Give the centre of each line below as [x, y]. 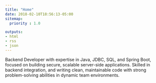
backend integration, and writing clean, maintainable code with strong [76, 70]
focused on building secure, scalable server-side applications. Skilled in [78, 64]
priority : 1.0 [25, 23]
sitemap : [14, 19]
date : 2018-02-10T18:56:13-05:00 [39, 14]
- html [12, 37]
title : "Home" [20, 10]
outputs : [14, 32]
